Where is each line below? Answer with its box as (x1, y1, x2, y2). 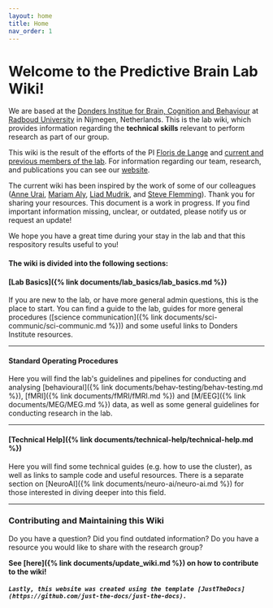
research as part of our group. (8, 132, 110, 142)
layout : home (8, 11, 53, 20)
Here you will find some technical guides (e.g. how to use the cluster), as (8, 461, 253, 471)
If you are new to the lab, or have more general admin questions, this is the (8, 295, 258, 305)
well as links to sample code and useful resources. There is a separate (8, 470, 244, 480)
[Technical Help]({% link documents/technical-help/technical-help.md (8, 434, 253, 444)
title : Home (8, 20, 49, 28)
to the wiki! (8, 567, 47, 576)
